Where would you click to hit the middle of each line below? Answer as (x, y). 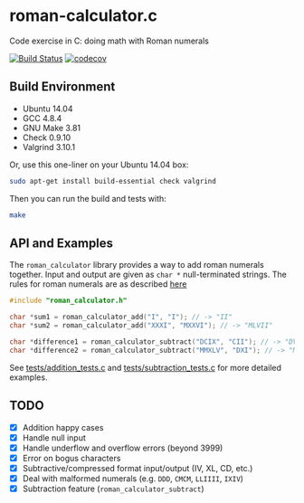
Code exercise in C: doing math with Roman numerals (109, 41)
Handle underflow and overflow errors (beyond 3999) (123, 448)
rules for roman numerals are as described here (98, 284)
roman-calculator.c (84, 16)
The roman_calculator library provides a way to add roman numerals (137, 265)
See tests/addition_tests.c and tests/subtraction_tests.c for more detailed (146, 367)
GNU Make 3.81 (52, 128)
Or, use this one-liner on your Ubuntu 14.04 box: (99, 165)
